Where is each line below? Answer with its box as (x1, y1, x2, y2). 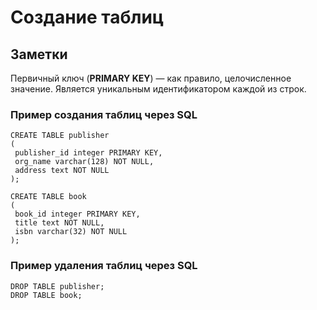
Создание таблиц (10, 6, 165, 29)
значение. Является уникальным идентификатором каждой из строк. (10, 83, 307, 95)
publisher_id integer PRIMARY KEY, (14, 148, 163, 158)
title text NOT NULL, (14, 218, 105, 228)
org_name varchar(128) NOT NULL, (14, 157, 155, 167)
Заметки (10, 46, 68, 63)
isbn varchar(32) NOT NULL (14, 227, 128, 237)
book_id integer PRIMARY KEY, (14, 209, 141, 220)
